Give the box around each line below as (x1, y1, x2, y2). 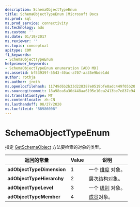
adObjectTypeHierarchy (7, 175, 64, 182)
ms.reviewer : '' (5, 39, 38, 44)
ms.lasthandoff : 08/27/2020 (5, 102, 62, 107)
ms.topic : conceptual (5, 43, 49, 48)
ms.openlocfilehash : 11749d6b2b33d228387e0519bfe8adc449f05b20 (5, 84, 136, 89)
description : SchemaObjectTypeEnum (5, 7, 77, 12)
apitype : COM (5, 48, 31, 52)
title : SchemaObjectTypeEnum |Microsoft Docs (5, 12, 98, 17)
